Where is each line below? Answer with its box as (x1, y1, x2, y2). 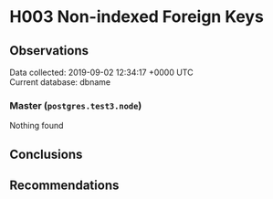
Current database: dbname (9, 77, 111, 88)
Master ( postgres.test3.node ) (9, 99, 142, 111)
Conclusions (9, 146, 83, 162)
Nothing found (9, 120, 64, 131)
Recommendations (9, 178, 120, 194)
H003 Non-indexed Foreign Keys (9, 6, 265, 27)
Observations (9, 43, 89, 58)
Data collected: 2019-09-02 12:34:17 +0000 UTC (9, 67, 194, 78)
